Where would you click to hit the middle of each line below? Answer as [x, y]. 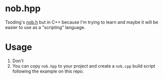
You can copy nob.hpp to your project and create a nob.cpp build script [84, 66]
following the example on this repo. [48, 71]
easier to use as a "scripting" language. [45, 27]
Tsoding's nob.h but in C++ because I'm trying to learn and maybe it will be [82, 22]
